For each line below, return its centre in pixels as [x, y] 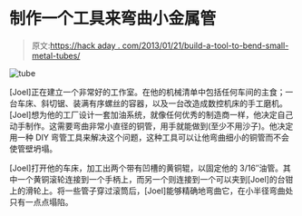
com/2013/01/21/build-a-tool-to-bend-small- [205, 45]
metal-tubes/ [56, 55]
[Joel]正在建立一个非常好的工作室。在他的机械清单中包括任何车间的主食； [147, 92]
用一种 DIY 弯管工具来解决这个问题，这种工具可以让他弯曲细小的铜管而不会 [150, 137]
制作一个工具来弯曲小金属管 [113, 19]
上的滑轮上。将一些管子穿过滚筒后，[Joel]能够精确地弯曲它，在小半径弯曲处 [151, 191]
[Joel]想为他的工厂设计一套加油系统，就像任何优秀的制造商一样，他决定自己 [151, 114]
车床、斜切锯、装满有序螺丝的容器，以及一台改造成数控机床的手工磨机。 [152, 103]
